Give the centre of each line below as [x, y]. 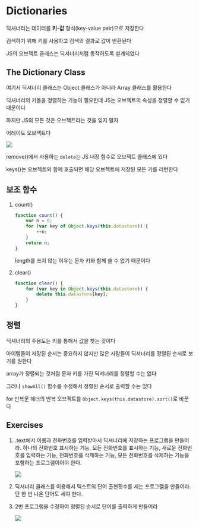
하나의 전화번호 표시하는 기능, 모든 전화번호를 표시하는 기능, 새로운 [99, 447]
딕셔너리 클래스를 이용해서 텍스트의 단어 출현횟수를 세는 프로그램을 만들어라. [103, 486]
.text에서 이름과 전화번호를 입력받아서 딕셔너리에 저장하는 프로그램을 [94, 440]
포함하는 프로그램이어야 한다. [48, 462]
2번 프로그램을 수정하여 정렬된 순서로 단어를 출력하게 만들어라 [86, 506]
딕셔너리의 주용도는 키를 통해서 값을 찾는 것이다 [61, 340]
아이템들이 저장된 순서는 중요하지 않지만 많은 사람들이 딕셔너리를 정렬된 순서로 [97, 353]
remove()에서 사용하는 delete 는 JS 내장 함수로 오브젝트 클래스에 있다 [87, 156]
